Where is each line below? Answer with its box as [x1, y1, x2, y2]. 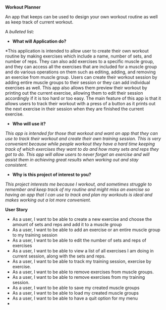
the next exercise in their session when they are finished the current [5, 106, 144, 112]
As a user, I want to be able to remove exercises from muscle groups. [12, 269, 154, 275]
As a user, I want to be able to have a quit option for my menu [12, 295, 138, 301]
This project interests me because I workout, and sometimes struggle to [5, 181, 152, 187]
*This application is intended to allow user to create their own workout [5, 48, 149, 54]
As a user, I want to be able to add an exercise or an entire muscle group [12, 227, 161, 233]
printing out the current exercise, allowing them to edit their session [5, 90, 143, 96]
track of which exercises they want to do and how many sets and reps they [5, 146, 159, 152]
